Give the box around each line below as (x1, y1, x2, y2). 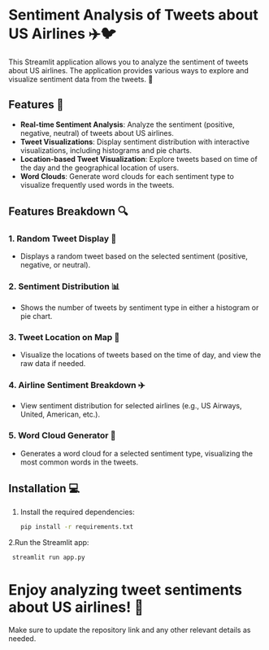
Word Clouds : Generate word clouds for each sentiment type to (20, 171, 234, 181)
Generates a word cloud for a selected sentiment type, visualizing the (20, 448, 254, 458)
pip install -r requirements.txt (20, 523, 134, 531)
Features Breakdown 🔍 (8, 205, 128, 219)
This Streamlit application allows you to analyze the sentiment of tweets (8, 57, 249, 67)
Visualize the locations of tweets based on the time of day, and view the (20, 350, 262, 360)
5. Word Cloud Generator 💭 (8, 430, 116, 441)
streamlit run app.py (11, 553, 85, 562)
